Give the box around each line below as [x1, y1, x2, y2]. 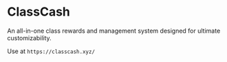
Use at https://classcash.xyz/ [7, 47, 95, 55]
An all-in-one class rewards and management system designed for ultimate [7, 27, 221, 35]
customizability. [7, 33, 52, 42]
